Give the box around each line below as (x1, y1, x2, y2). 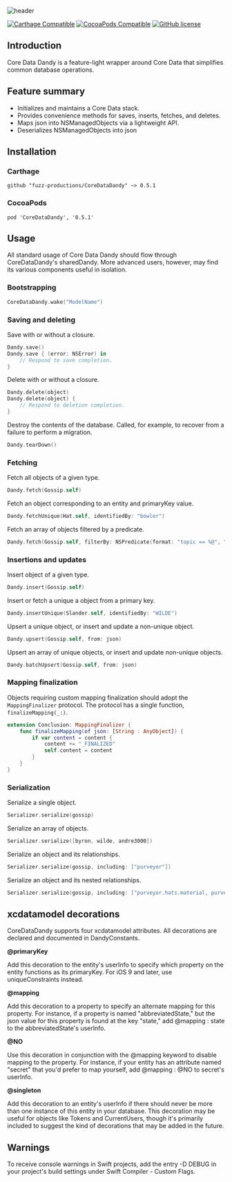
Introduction (7, 40, 62, 52)
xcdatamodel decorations (7, 908, 120, 920)
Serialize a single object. (7, 798, 77, 807)
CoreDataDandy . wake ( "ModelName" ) (7, 298, 104, 305)
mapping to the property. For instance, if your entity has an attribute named (7, 1058, 222, 1067)
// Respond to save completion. (19, 356, 113, 364)
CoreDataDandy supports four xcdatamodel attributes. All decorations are (7, 927, 217, 935)
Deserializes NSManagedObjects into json (17, 126, 137, 134)
